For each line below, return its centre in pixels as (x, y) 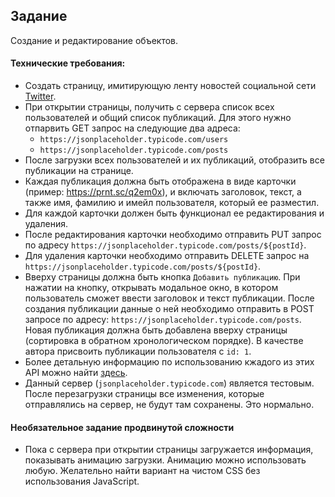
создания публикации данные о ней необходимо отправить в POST (169, 309)
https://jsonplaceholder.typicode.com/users (134, 140)
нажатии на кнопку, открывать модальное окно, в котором (151, 288)
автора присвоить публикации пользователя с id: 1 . (138, 351)
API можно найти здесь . (76, 373)
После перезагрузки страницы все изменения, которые (144, 394)
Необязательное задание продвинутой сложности (122, 427)
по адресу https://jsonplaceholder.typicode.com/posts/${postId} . (165, 245)
